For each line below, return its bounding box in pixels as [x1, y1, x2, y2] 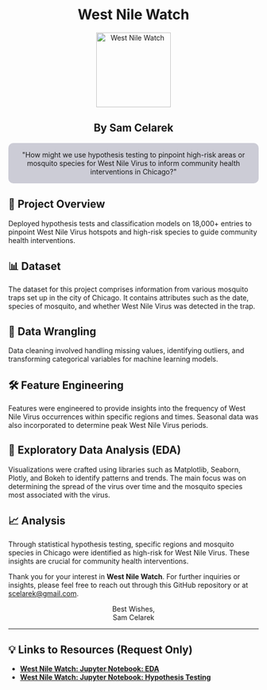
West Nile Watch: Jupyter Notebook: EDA [19, 664, 160, 674]
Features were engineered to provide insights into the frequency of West [8, 404, 246, 413]
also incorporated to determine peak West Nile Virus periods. [8, 421, 209, 429]
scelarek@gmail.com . [8, 588, 79, 598]
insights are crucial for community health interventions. [8, 556, 189, 566]
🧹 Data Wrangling [8, 324, 97, 338]
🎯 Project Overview [8, 198, 106, 211]
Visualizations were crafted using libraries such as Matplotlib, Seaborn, [8, 465, 241, 474]
